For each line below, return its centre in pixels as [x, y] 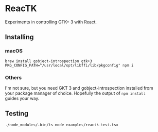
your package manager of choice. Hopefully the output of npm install [75, 93]
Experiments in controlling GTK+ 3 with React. [51, 22]
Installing [19, 37]
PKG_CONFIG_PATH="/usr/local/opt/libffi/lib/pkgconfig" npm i [69, 65]
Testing [17, 114]
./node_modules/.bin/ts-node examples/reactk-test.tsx [62, 125]
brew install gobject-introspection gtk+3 [49, 61]
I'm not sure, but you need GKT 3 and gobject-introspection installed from [79, 88]
